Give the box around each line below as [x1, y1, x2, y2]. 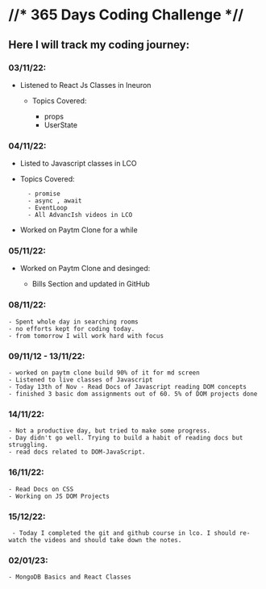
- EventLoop [27, 204, 68, 212]
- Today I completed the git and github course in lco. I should [11, 528, 236, 537]
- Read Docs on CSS [8, 485, 74, 493]
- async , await [27, 197, 82, 205]
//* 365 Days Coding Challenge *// [8, 6, 244, 24]
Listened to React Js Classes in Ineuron [19, 80, 152, 90]
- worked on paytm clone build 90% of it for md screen [8, 369, 200, 377]
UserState [44, 119, 78, 130]
